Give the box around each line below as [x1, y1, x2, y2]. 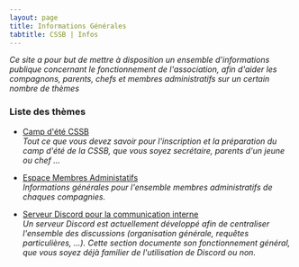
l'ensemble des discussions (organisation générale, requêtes [22, 227, 249, 238]
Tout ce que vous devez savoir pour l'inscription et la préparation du [22, 136, 277, 147]
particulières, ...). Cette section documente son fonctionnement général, [22, 237, 291, 248]
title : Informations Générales [9, 22, 127, 31]
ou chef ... [22, 155, 61, 165]
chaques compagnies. [22, 191, 106, 202]
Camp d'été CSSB [22, 126, 90, 137]
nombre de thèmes [9, 83, 79, 94]
